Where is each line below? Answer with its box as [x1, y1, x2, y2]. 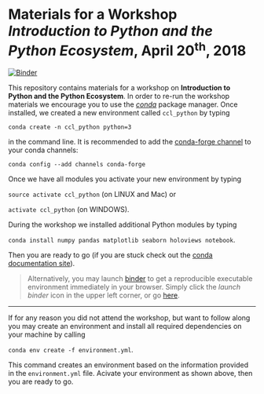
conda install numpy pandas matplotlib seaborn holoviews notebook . [8, 235, 236, 245]
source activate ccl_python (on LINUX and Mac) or [8, 190, 177, 199]
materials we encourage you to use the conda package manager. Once [8, 100, 238, 109]
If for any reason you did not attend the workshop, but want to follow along [8, 313, 251, 323]
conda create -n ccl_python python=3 [8, 123, 132, 131]
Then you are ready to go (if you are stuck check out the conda [8, 250, 214, 260]
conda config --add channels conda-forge [8, 161, 146, 169]
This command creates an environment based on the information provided [8, 360, 249, 370]
